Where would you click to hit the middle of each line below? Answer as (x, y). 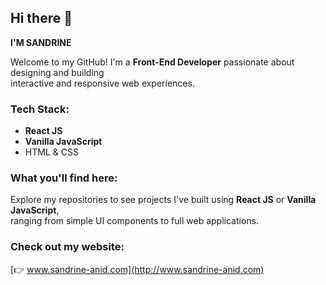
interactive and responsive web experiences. (102, 83)
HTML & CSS (51, 152)
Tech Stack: (40, 109)
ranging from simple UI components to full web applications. (134, 221)
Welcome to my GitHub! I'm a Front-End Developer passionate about (152, 62)
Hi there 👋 (41, 18)
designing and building (57, 72)
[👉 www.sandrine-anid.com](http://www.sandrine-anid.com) (137, 269)
